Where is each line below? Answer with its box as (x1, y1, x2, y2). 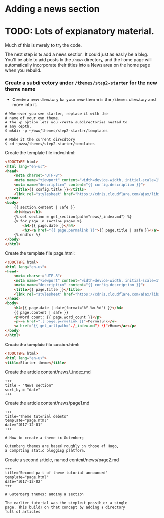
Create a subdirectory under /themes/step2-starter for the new (5, 79, 157, 86)
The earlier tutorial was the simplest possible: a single (5, 500, 128, 505)
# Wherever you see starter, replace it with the (5, 111, 108, 116)
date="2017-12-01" (5, 422, 42, 427)
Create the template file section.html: (5, 342, 80, 347)
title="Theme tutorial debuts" (5, 414, 69, 419)
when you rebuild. (5, 67, 41, 73)
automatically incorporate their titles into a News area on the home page (5, 62, 150, 68)
